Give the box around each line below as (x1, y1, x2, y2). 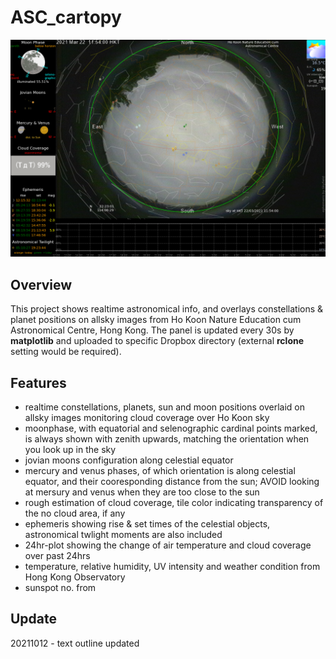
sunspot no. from (24, 582, 97, 594)
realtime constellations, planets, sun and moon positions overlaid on (24, 401, 305, 413)
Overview (10, 276, 73, 293)
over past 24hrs (24, 550, 91, 562)
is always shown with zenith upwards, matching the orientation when (24, 433, 310, 445)
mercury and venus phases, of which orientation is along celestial (24, 465, 296, 477)
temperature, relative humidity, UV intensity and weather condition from (24, 561, 321, 573)
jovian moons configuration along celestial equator (24, 454, 234, 466)
